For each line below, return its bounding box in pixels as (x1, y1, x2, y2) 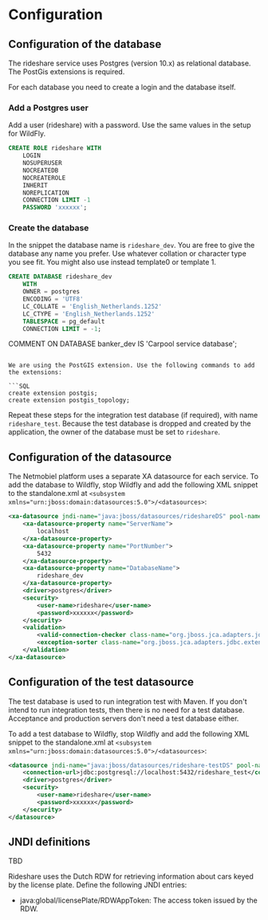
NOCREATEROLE (22, 174, 66, 182)
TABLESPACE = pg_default (22, 317, 105, 325)
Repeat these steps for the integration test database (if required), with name (8, 411, 258, 420)
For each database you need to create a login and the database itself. (8, 82, 237, 92)
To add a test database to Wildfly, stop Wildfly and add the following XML (8, 729, 250, 738)
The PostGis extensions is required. (8, 67, 125, 77)
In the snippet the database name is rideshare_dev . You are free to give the (8, 241, 255, 250)
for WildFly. (8, 129, 46, 139)
